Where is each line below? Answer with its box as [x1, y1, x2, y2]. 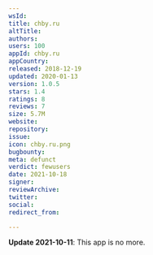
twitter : [8, 192, 38, 201]
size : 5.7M [8, 110, 46, 119]
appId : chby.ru [8, 50, 60, 58]
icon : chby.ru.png [8, 140, 71, 149]
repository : [8, 125, 49, 133]
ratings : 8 [8, 95, 46, 103]
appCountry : [8, 58, 49, 66]
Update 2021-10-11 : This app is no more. [8, 237, 146, 248]
